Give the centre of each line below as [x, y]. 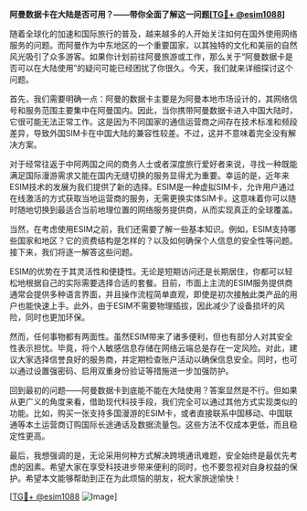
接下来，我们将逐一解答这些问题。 [74, 252]
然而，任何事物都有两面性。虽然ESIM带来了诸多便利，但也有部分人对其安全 [151, 336]
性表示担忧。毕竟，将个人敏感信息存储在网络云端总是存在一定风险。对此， [149, 348]
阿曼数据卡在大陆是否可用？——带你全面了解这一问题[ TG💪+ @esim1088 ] [148, 14]
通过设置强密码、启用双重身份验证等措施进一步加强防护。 [125, 371]
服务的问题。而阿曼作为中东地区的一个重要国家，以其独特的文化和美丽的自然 [153, 45]
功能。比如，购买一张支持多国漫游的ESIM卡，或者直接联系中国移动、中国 [147, 413]
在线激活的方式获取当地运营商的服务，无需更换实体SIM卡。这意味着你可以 [149, 198]
